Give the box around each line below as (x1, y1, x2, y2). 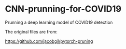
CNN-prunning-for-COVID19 (5, 3, 122, 15)
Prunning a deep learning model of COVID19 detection (5, 19, 113, 25)
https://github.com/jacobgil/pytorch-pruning (5, 38, 93, 44)
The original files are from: (5, 29, 58, 34)
